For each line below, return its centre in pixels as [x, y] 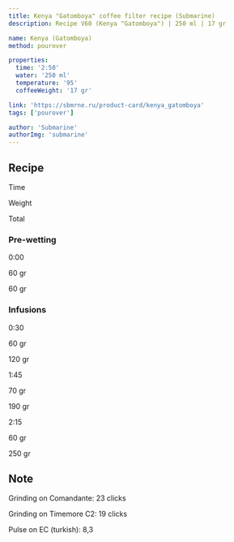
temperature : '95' [47, 83]
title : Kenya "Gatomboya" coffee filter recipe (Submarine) [112, 16]
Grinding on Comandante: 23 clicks [68, 498]
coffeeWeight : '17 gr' [54, 90]
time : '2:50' [38, 68]
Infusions [28, 310]
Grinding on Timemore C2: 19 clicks [68, 514]
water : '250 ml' [43, 75]
